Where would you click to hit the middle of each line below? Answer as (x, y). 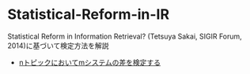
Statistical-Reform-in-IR (89, 15)
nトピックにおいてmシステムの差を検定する (90, 62)
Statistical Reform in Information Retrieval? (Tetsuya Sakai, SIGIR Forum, (125, 36)
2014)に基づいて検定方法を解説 (58, 46)
